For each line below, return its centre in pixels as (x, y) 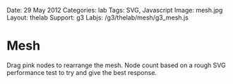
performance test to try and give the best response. (82, 72)
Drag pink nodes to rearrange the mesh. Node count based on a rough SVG (116, 65)
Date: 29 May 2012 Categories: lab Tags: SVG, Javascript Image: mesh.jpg (115, 10)
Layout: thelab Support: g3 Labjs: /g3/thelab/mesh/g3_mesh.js (97, 17)
